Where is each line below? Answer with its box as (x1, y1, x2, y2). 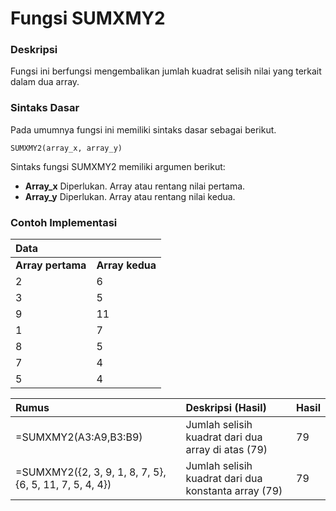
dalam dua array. (10, 76, 80, 88)
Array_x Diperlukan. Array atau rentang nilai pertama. (24, 180, 246, 192)
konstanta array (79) (185, 484, 283, 498)
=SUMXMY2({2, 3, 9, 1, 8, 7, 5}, (15, 465, 167, 479)
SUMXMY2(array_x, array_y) (10, 143, 123, 153)
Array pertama (15, 258, 87, 272)
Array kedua (96, 258, 157, 272)
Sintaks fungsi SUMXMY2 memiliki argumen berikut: (10, 160, 226, 172)
